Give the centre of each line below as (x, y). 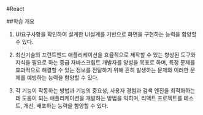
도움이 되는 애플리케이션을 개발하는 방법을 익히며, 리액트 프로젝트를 (102, 98)
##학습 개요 (21, 21)
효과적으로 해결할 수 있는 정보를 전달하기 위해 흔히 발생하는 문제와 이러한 (102, 70)
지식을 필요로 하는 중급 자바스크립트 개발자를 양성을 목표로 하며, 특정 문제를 (105, 62)
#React (15, 9)
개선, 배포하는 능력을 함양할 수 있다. (66, 106)
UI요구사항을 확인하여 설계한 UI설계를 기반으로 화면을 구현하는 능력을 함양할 (106, 34)
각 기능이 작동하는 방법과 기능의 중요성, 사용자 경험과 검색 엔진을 (92, 90)
